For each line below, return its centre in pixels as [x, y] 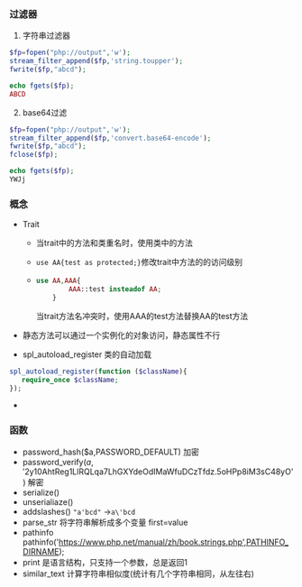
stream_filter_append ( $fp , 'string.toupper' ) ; [96, 61]
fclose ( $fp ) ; [34, 155]
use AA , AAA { [58, 281]
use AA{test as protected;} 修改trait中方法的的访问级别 [139, 262]
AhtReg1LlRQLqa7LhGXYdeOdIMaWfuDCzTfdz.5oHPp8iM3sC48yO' [168, 472]
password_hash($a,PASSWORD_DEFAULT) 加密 [111, 452]
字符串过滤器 [46, 36]
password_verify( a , [58, 462]
